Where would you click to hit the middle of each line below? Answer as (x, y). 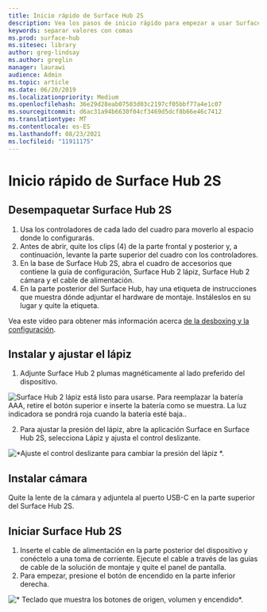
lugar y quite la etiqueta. (59, 305)
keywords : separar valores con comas (71, 30)
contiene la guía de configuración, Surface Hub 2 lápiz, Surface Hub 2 (135, 271)
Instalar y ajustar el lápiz (70, 354)
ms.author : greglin (41, 60)
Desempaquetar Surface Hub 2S (90, 210)
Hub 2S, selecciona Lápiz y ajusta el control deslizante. (110, 438)
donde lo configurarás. (57, 238)
